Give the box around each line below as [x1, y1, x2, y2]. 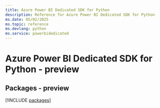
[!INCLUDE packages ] [5, 97, 51, 103]
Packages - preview [5, 84, 69, 92]
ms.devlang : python [5, 26, 47, 31]
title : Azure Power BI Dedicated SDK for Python [5, 7, 110, 13]
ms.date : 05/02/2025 [5, 17, 49, 22]
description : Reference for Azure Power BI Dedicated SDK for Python [5, 12, 155, 17]
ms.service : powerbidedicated [5, 31, 69, 36]
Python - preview [5, 64, 79, 75]
